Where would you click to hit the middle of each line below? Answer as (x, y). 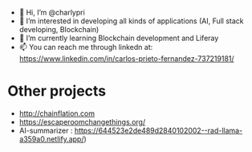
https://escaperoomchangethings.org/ (82, 121)
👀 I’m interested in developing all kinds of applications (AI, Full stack (131, 21)
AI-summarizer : (46, 130)
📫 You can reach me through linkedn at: (86, 47)
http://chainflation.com (57, 113)
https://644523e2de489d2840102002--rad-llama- (159, 130)
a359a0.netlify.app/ (51, 139)
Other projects (57, 91)
